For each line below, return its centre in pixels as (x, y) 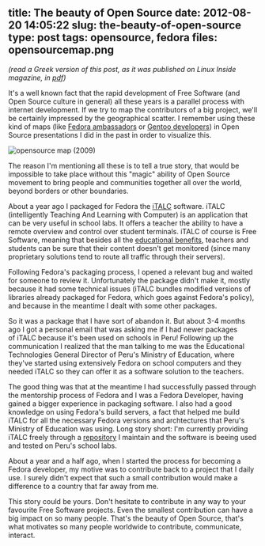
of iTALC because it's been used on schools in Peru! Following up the (121, 337)
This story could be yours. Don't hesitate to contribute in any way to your (127, 501)
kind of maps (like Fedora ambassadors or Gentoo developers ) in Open (124, 127)
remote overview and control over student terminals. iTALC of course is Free (132, 231)
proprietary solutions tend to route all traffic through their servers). (117, 256)
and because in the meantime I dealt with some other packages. (113, 305)
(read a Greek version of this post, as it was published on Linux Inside (122, 69)
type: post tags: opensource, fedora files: (113, 38)
